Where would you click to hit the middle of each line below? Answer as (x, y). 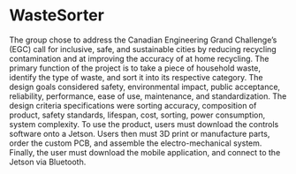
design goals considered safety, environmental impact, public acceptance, (145, 87)
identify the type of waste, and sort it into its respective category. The (136, 77)
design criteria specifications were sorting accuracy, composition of (133, 105)
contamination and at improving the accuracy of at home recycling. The (139, 58)
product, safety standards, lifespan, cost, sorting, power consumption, (137, 115)
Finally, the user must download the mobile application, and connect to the (145, 152)
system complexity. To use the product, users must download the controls (144, 124)
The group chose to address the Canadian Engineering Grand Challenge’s (143, 40)
